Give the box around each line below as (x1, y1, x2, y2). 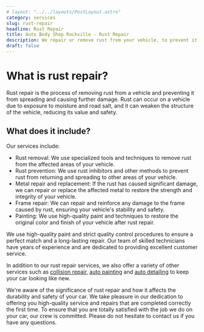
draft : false (6, 43, 40, 49)
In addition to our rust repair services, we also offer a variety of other (6, 261, 180, 269)
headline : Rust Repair (6, 26, 64, 32)
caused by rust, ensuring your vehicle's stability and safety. (15, 206, 165, 213)
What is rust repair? (6, 69, 108, 83)
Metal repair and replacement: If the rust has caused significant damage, (15, 180, 198, 187)
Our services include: (6, 142, 60, 150)
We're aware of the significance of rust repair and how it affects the (6, 286, 177, 294)
